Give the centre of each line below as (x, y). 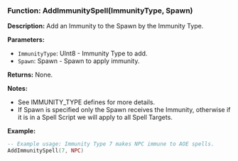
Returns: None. (30, 75)
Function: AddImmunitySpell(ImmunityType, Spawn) (100, 11)
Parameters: (26, 40)
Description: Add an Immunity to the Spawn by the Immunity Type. (106, 26)
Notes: (18, 89)
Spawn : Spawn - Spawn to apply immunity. (79, 61)
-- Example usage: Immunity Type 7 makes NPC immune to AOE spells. (111, 144)
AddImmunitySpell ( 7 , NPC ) (45, 151)
